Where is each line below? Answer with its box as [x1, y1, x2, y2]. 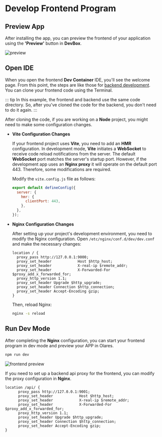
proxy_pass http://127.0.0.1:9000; [17, 254, 89, 260]
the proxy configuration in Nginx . [5, 376, 72, 381]
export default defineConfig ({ [12, 185, 76, 190]
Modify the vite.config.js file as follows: [12, 176, 96, 182]
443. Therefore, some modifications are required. [12, 166, 111, 172]
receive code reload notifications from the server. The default [12, 151, 136, 156]
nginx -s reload [12, 311, 45, 316]
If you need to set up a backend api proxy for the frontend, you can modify [5, 370, 155, 376]
